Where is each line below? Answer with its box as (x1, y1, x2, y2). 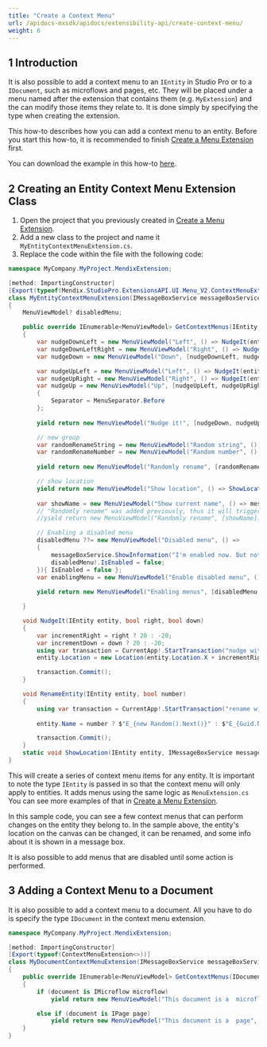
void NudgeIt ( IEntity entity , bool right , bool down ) (22, 617, 204, 625)
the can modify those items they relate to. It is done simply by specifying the (8, 103, 258, 112)
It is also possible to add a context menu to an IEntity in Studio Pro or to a (8, 77, 253, 87)
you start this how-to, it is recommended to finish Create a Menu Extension (8, 135, 254, 144)
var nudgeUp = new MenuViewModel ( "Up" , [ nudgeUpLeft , (37, 382, 219, 390)
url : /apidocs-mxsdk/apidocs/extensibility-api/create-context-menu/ (8, 19, 244, 27)
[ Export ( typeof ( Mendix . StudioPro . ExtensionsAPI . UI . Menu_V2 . (8, 286, 212, 295)
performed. (8, 861, 45, 870)
